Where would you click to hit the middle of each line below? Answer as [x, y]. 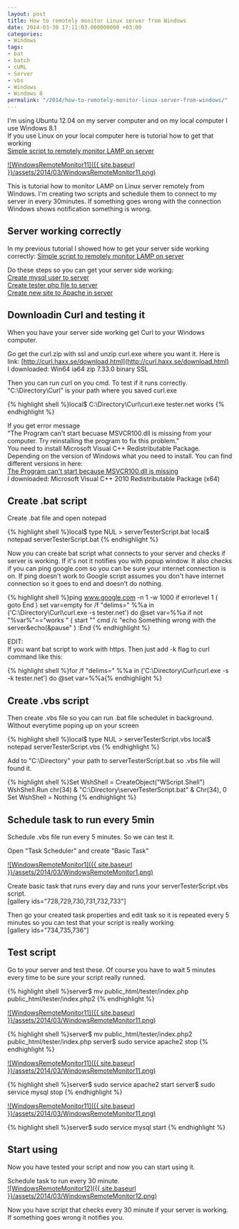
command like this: [35, 657]
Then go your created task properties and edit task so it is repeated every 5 [118, 915]
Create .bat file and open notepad [57, 518]
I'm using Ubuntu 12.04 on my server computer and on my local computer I [118, 121]
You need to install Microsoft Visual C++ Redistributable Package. [104, 448]
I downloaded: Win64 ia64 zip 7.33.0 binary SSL [78, 369]
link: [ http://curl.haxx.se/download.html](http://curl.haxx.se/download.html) [118, 361]
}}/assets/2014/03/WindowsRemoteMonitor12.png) [82, 1195]
